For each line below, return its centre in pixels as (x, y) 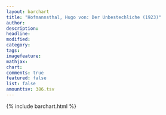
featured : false (26, 78)
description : (22, 28)
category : (19, 45)
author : (16, 23)
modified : (19, 39)
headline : (19, 34)
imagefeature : (24, 56)
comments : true (25, 73)
